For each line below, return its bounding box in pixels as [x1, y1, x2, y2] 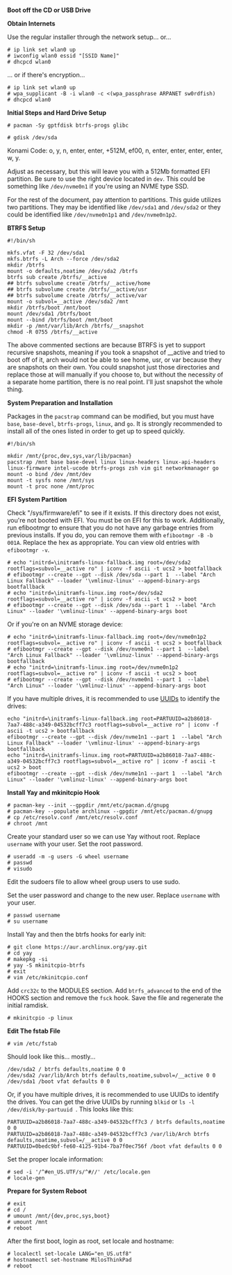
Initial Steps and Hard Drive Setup [7, 109, 106, 117]
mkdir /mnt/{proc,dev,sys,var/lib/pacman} [7, 452, 132, 459]
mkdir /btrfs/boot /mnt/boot [7, 304, 92, 311]
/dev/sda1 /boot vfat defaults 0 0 [7, 1078, 110, 1085]
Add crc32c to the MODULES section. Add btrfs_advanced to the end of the [7, 986, 222, 995]
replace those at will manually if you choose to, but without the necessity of [7, 370, 224, 379]
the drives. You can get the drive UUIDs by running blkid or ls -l [7, 1098, 195, 1106]
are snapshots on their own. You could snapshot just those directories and [7, 363, 220, 371]
